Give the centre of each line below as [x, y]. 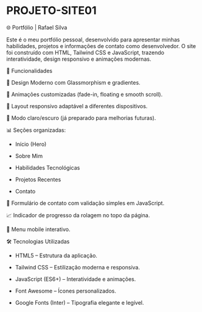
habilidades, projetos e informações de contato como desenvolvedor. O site [101, 46]
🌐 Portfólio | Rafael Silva [37, 27]
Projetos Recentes [38, 179]
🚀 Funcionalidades [30, 71]
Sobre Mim [29, 156]
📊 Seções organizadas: [36, 130]
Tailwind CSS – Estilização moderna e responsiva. [77, 267]
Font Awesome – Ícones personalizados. [66, 291]
